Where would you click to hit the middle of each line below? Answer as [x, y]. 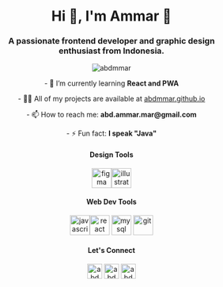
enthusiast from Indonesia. [111, 51]
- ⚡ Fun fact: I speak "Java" [111, 133]
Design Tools [111, 155]
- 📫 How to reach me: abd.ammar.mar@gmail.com [111, 115]
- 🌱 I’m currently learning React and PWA [111, 83]
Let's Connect [111, 251]
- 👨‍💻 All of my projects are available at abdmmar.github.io [111, 99]
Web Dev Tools [111, 202]
